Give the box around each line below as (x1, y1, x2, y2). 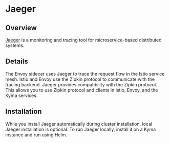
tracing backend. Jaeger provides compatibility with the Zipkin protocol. (5, 81, 157, 87)
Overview (5, 23, 37, 32)
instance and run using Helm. (5, 131, 68, 138)
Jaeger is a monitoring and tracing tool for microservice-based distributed (5, 37, 162, 43)
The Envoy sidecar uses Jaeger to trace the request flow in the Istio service (5, 70, 165, 77)
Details (5, 57, 28, 66)
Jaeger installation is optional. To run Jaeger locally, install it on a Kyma (5, 126, 156, 132)
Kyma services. (5, 92, 38, 99)
